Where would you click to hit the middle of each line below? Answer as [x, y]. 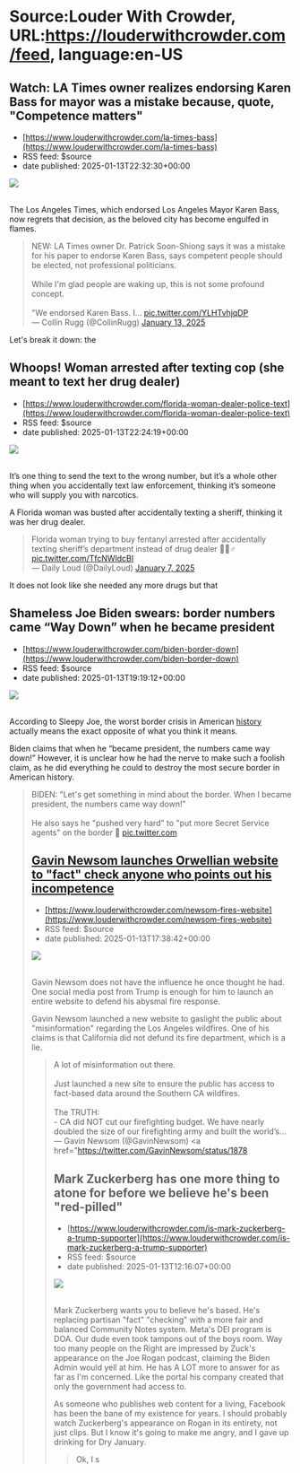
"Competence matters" [76, 115]
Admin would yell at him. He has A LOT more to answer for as [167, 1368]
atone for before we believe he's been [161, 1193]
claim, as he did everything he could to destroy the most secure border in [145, 767]
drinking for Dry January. [99, 1442]
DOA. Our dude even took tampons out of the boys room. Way [168, 1339]
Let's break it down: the [53, 340]
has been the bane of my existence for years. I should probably [170, 1414]
